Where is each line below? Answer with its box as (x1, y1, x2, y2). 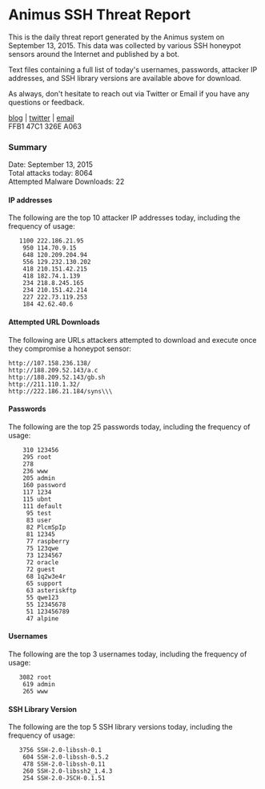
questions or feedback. (8, 97, 85, 107)
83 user (26, 516, 52, 524)
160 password (22, 481, 66, 489)
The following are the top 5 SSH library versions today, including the (8, 722, 233, 732)
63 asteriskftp (26, 586, 78, 595)
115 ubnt (22, 495, 52, 503)
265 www (22, 688, 48, 696)
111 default (22, 502, 62, 510)
